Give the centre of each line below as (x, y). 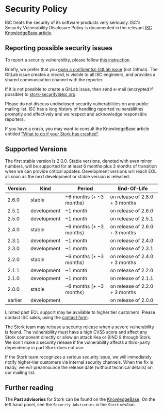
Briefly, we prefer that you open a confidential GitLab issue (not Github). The (81, 69)
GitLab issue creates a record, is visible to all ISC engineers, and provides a (80, 75)
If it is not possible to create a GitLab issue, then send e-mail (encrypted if (79, 89)
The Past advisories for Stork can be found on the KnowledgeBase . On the (80, 399)
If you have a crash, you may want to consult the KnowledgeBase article (77, 129)
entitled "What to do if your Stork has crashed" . (52, 134)
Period (85, 188)
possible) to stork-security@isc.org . (41, 94)
